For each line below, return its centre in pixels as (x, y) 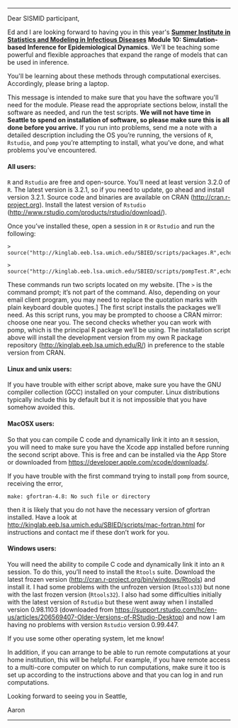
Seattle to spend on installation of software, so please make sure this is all (119, 120)
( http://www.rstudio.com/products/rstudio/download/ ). (87, 212)
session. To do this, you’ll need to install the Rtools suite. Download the (111, 572)
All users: (22, 166)
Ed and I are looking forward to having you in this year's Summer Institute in (119, 32)
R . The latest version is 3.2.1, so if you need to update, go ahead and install (116, 190)
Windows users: (32, 548)
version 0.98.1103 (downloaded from (60, 609)
